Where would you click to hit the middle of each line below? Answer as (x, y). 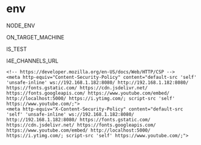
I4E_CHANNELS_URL (32, 61)
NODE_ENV (21, 25)
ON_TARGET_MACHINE (36, 37)
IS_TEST (17, 49)
